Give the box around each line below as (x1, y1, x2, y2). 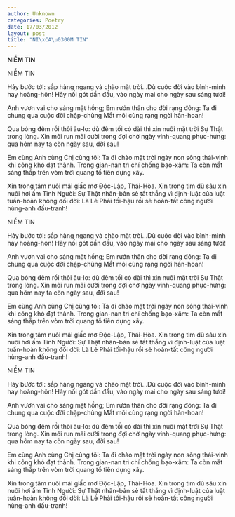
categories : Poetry (7, 17, 65, 24)
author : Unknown (7, 10, 55, 18)
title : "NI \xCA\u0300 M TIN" (7, 36, 90, 43)
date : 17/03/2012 (7, 23, 58, 30)
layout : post (7, 29, 46, 37)
